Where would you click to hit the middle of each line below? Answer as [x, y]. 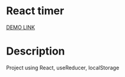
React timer [35, 11]
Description [36, 51]
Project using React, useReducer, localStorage [63, 68]
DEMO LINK [21, 27]
